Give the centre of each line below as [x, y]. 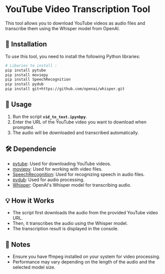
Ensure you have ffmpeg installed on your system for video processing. [86, 256]
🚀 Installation [26, 44]
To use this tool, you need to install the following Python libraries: [73, 56]
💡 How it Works [30, 201]
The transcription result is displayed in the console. [66, 229]
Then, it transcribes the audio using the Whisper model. [70, 223]
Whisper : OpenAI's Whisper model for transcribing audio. [72, 185]
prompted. [23, 127]
